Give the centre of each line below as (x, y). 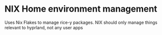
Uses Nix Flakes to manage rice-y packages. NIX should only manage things (81, 22)
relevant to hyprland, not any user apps (44, 27)
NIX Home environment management (81, 9)
